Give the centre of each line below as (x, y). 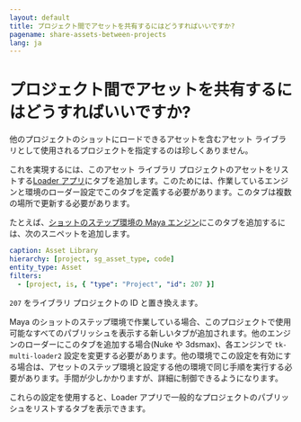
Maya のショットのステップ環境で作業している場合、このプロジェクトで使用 (150, 321)
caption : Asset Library (54, 251)
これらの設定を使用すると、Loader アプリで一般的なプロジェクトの (133, 397)
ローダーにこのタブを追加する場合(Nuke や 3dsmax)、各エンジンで (149, 344)
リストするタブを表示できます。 (92, 408)
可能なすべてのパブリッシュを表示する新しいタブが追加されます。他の (138, 333)
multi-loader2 (36, 356)
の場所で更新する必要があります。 (72, 203)
